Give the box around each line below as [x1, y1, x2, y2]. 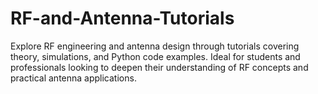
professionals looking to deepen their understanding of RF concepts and [10, 61, 309, 73]
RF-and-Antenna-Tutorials [10, 7, 235, 30]
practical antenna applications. [10, 72, 137, 84]
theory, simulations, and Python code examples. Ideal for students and [10, 50, 301, 62]
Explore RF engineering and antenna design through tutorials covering [10, 40, 300, 52]
